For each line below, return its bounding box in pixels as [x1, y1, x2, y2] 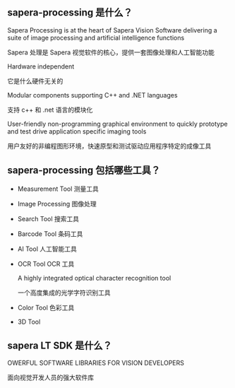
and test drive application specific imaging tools [7, 127, 147, 136]
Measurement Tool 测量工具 [17, 184, 99, 193]
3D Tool [17, 317, 41, 326]
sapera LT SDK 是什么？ [7, 340, 113, 352]
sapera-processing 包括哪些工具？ [7, 165, 161, 177]
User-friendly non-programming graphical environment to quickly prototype [7, 119, 228, 128]
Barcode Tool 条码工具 [17, 229, 83, 238]
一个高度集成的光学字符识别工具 [17, 288, 111, 297]
